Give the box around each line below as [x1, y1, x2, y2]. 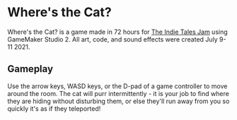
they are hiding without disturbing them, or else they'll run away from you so [7, 97, 230, 105]
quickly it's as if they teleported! [7, 104, 101, 113]
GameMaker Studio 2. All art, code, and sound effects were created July [7, 35, 218, 43]
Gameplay [7, 63, 54, 75]
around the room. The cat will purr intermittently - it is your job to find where [7, 89, 230, 97]
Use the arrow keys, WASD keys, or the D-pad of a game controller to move [7, 82, 228, 90]
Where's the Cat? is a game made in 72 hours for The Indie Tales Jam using [7, 28, 228, 36]
